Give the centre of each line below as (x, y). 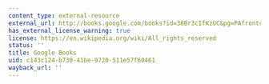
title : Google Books (43, 53)
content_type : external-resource (64, 16)
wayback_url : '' (35, 68)
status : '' (26, 46)
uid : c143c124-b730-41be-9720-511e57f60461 (82, 61)
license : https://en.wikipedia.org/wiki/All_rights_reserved (112, 38)
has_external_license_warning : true (69, 30)
